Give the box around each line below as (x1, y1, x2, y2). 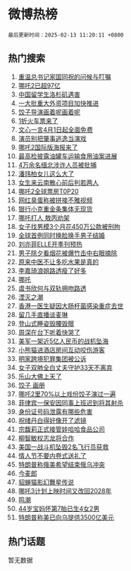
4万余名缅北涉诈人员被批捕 (18, 160, 97, 169)
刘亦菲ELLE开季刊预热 (18, 240, 83, 248)
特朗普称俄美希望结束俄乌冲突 (18, 460, 105, 469)
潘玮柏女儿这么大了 (18, 169, 75, 178)
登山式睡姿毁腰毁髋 (18, 319, 75, 328)
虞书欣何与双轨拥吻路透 (18, 283, 87, 293)
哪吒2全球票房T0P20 (18, 187, 80, 195)
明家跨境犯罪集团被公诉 (18, 354, 87, 363)
